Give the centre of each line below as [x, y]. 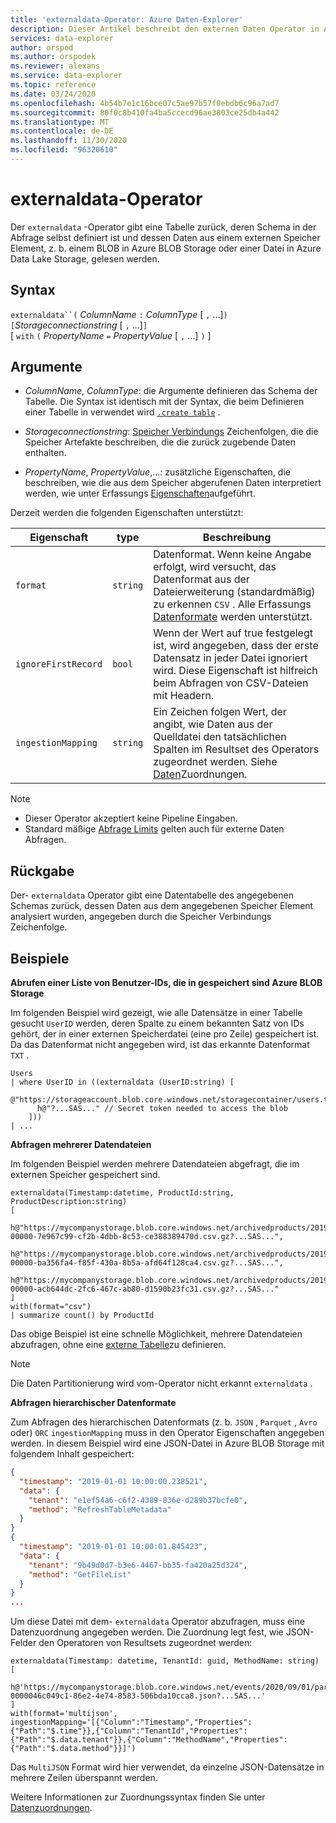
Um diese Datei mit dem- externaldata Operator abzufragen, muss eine [157, 1622]
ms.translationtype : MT [60, 122]
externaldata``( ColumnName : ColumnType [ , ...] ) [119, 314]
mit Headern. [184, 696]
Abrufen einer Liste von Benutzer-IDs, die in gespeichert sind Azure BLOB [166, 983]
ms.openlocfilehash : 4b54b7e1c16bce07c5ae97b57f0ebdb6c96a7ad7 [145, 103]
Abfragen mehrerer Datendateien [81, 1145]
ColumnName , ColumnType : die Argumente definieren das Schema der [171, 391]
